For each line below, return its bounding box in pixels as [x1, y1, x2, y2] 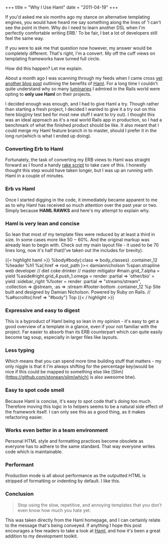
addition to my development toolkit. [5, 533, 78, 539]
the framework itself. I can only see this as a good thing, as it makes [5, 409, 145, 415]
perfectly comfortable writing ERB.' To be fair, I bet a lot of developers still [5, 30, 158, 36]
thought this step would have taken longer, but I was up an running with [5, 168, 153, 174]
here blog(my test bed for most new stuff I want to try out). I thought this [5, 111, 155, 117]
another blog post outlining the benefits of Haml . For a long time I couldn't [5, 80, 158, 86]
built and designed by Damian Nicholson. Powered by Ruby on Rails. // [5, 289, 151, 295]
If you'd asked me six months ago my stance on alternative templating [5, 14, 150, 20]
